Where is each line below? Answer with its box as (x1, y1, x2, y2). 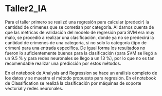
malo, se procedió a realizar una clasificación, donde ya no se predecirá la (5, 35, 154, 40)
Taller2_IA (5, 3, 47, 14)
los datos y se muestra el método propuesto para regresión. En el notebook (5, 75, 157, 81)
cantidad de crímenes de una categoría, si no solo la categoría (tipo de (5, 39, 147, 45)
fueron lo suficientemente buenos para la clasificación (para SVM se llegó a (5, 50, 157, 56)
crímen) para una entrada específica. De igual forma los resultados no (5, 45, 145, 51)
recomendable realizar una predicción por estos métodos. (5, 60, 122, 66)
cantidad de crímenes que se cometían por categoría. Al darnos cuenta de (5, 24, 154, 30)
